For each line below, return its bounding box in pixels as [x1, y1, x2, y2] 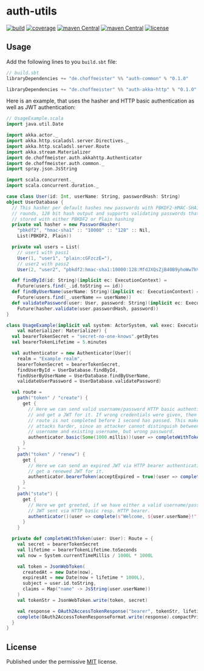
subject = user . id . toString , [22, 581, 97, 587]
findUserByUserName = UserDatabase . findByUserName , [17, 373, 151, 379]
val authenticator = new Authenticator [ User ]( [12, 350, 132, 356]
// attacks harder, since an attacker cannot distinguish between [28, 423, 200, 429]
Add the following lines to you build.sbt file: [6, 58, 117, 65]
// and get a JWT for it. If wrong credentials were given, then [28, 411, 197, 418]
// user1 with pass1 [17, 249, 69, 255]
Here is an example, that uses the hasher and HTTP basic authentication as [6, 97, 195, 104]
